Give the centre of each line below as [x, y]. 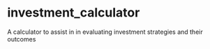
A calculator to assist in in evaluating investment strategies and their [105, 32]
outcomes [22, 39]
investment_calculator [74, 13]
